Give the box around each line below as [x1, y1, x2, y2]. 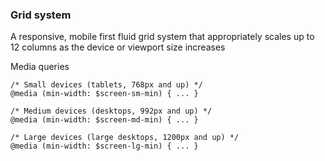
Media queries [10, 61, 70, 73]
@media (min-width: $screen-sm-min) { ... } [10, 89, 199, 99]
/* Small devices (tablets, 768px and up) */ [10, 80, 203, 90]
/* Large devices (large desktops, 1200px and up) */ [10, 133, 240, 143]
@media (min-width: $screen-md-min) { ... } [10, 115, 199, 125]
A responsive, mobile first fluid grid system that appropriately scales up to [10, 31, 315, 43]
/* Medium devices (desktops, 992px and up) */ [10, 106, 213, 117]
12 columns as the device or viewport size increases [10, 41, 226, 53]
